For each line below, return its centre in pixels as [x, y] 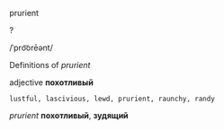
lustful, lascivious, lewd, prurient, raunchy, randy [112, 99]
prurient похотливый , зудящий [69, 115]
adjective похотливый [52, 82]
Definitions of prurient [50, 65]
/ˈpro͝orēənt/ [31, 48]
